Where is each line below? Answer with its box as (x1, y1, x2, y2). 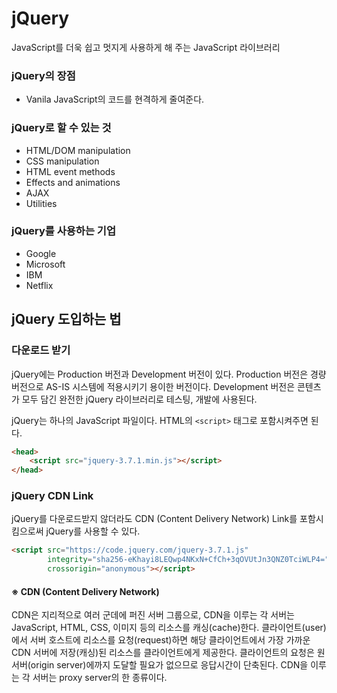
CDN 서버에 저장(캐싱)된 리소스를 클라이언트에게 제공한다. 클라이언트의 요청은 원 (11, 647, 326, 659)
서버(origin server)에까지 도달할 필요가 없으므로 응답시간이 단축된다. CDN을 (11, 659, 309, 671)
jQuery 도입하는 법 (11, 311, 122, 328)
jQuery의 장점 (11, 68, 76, 82)
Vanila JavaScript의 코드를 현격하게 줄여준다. (25, 93, 205, 106)
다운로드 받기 (11, 343, 71, 357)
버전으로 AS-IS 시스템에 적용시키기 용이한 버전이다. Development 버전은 (11, 380, 296, 392)
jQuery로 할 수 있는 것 (11, 121, 112, 135)
